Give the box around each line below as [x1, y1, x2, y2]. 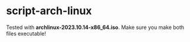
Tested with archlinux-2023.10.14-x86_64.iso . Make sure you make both [6, 24, 185, 31]
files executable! [6, 30, 46, 37]
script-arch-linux [6, 4, 93, 18]
